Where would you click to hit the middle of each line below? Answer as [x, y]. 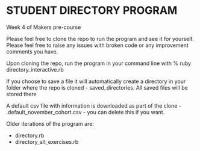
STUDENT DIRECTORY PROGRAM [92, 11]
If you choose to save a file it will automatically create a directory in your [96, 81]
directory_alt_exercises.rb [47, 141]
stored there [22, 94]
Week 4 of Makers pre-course [44, 27]
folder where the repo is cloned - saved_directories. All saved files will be [97, 87]
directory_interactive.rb [35, 69]
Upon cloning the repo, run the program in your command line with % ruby [99, 63]
